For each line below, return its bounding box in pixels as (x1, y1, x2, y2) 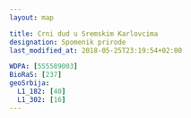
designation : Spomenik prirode (9, 38, 126, 46)
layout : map (9, 13, 54, 22)
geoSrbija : (9, 79, 50, 88)
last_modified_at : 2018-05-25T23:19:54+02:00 (9, 46, 182, 55)
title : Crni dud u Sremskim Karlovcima (9, 29, 159, 38)
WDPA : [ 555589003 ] (9, 62, 78, 72)
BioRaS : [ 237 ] (9, 71, 63, 80)
